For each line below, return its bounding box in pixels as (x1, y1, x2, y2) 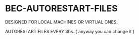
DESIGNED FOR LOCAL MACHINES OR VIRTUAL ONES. (5, 19, 118, 25)
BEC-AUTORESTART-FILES (5, 3, 118, 14)
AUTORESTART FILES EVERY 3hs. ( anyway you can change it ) (5, 28, 135, 34)
